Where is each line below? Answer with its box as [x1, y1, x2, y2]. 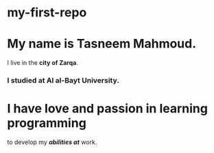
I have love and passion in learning [7, 101, 208, 117]
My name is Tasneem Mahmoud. [7, 36, 197, 52]
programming [7, 115, 87, 131]
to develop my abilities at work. [7, 138, 97, 146]
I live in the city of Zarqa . [7, 59, 79, 67]
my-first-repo [7, 5, 87, 20]
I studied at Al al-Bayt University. [7, 76, 120, 85]
